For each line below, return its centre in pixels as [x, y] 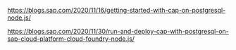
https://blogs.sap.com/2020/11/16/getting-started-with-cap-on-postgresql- [117, 10]
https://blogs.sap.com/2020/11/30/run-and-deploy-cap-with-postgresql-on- [118, 31]
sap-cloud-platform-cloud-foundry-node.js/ [71, 39]
